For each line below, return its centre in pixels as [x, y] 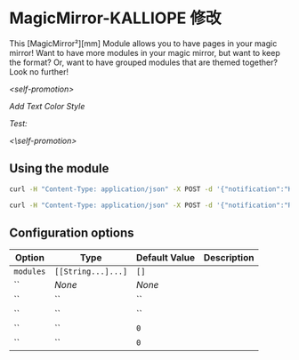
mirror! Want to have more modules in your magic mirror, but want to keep [145, 52]
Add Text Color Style [47, 106]
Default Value [166, 258]
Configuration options [72, 232]
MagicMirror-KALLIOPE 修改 [115, 18]
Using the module [59, 168]
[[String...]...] [91, 272]
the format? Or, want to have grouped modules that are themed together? [144, 62]
